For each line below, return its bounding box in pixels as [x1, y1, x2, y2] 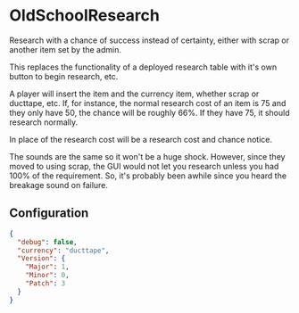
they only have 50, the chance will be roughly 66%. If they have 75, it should [9, 107, 290, 118]
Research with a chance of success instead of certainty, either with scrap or [9, 35, 290, 45]
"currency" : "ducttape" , [17, 246, 110, 255]
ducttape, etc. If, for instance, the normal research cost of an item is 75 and [9, 97, 287, 108]
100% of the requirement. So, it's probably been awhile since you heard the [9, 170, 287, 181]
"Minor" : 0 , [25, 271, 70, 280]
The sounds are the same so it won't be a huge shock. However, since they [9, 151, 286, 161]
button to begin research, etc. [9, 70, 119, 81]
